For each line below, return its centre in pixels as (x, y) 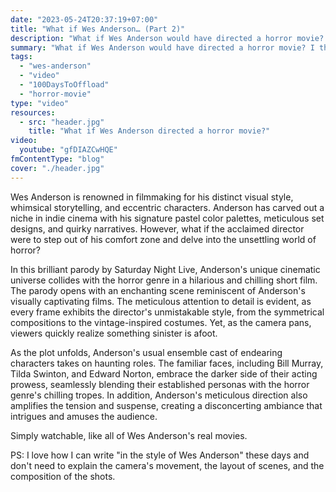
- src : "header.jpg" (62, 122)
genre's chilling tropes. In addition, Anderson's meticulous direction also (159, 395)
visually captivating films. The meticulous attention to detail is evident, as (161, 301)
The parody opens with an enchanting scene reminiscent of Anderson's (158, 290)
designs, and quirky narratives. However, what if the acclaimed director (157, 228)
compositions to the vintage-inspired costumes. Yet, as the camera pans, (161, 322)
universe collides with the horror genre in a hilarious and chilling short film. (164, 280)
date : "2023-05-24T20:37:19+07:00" (84, 19)
